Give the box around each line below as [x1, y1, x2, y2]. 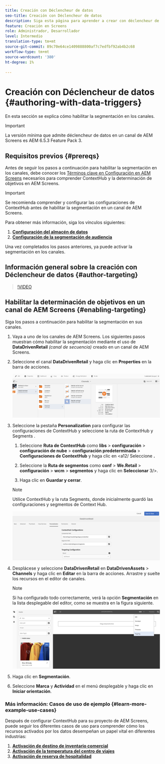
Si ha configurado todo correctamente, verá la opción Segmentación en [12, 595, 159, 601]
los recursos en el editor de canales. [12, 576, 86, 582]
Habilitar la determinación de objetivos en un [5, 298, 145, 306]
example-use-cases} [5, 707, 57, 713]
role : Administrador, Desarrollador [5, 28, 80, 34]
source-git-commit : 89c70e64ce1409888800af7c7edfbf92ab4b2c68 [5, 44, 135, 49]
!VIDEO [17, 284, 32, 290]
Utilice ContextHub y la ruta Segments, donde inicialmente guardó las [12, 496, 153, 502]
